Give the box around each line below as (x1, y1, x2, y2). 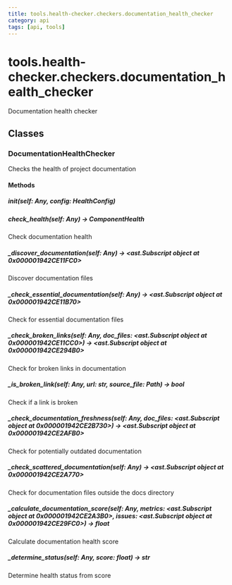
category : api (8, 17, 50, 24)
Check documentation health (8, 232, 92, 240)
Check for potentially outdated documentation (8, 447, 142, 455)
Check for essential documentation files (8, 315, 124, 324)
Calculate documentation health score (8, 537, 119, 546)
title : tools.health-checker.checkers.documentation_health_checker (8, 10, 214, 18)
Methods (8, 180, 35, 189)
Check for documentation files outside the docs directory (8, 488, 175, 497)
